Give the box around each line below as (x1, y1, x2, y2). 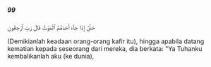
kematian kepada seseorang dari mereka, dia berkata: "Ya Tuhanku (7, 44, 203, 52)
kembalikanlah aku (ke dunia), (7, 52, 95, 60)
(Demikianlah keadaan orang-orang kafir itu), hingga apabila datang (7, 37, 205, 45)
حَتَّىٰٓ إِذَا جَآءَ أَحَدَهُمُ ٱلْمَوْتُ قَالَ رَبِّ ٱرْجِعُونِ (7, 23, 95, 31)
